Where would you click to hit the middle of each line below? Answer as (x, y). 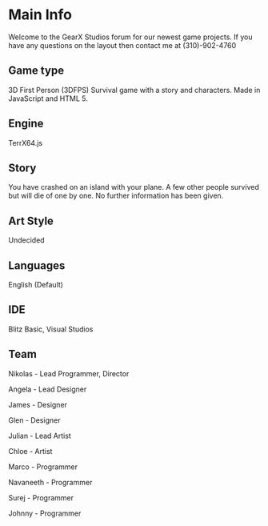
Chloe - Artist (30, 451)
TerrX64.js (26, 143)
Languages (37, 265)
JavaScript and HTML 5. (48, 98)
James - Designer (38, 404)
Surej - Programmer (41, 497)
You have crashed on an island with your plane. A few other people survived (134, 187)
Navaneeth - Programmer (50, 482)
